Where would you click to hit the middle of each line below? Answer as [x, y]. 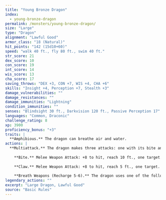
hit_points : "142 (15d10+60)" [36, 47]
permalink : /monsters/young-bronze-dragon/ [51, 24]
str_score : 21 [20, 56]
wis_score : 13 [20, 74]
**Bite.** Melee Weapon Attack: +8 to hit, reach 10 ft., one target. [88, 157]
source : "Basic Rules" [28, 190]
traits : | [15, 134]
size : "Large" [20, 28]
